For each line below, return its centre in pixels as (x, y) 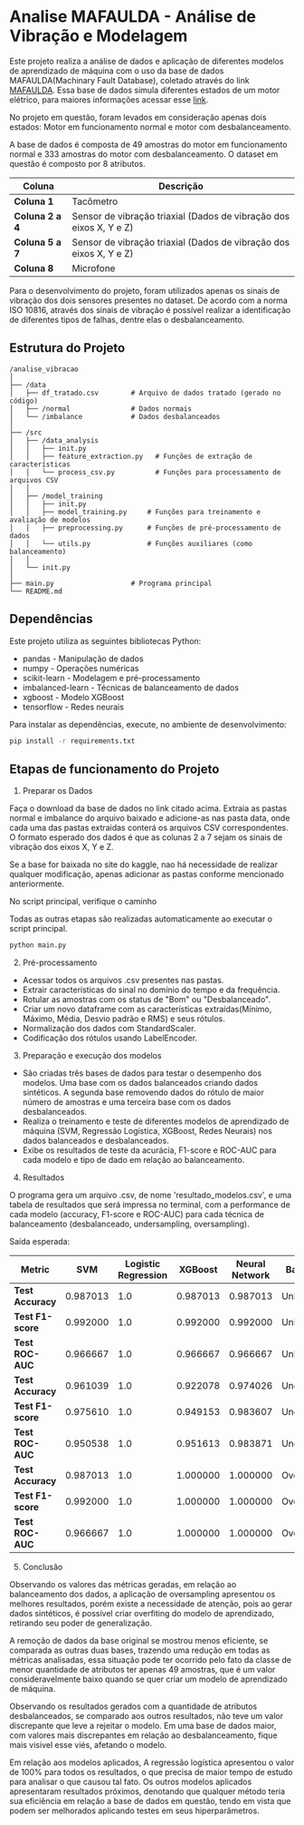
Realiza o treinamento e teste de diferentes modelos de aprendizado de (156, 1121)
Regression (142, 1275)
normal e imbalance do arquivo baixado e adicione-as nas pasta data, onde (150, 818)
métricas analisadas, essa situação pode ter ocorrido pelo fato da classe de (151, 1660)
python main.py (38, 945)
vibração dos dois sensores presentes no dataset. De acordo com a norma (148, 300)
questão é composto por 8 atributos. (78, 163)
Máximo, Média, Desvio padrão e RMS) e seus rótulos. (123, 1019)
